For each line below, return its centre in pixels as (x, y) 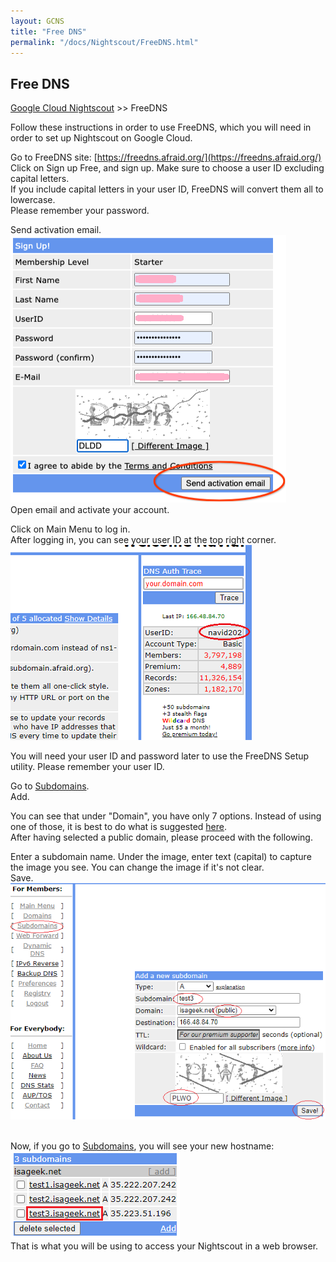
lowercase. (33, 200)
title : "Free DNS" (48, 31)
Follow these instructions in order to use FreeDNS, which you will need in (161, 127)
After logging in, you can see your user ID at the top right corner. (143, 540)
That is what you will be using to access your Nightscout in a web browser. (164, 1246)
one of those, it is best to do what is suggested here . (119, 827)
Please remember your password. (80, 211)
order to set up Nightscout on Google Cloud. (101, 138)
